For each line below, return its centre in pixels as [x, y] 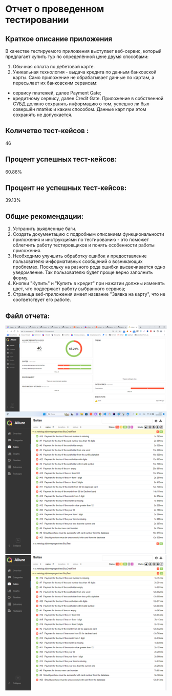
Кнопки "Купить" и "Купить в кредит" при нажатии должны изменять [89, 284]
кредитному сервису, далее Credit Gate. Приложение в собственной [88, 98]
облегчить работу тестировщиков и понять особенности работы [84, 245]
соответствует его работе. [42, 300]
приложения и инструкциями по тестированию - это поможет [81, 240]
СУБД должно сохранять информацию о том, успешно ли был [81, 104]
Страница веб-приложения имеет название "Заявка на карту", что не [89, 294]
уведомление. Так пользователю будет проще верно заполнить [83, 272]
